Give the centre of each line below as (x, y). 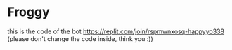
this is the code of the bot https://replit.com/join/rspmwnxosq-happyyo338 (116, 31)
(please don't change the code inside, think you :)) (80, 38)
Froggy (29, 12)
